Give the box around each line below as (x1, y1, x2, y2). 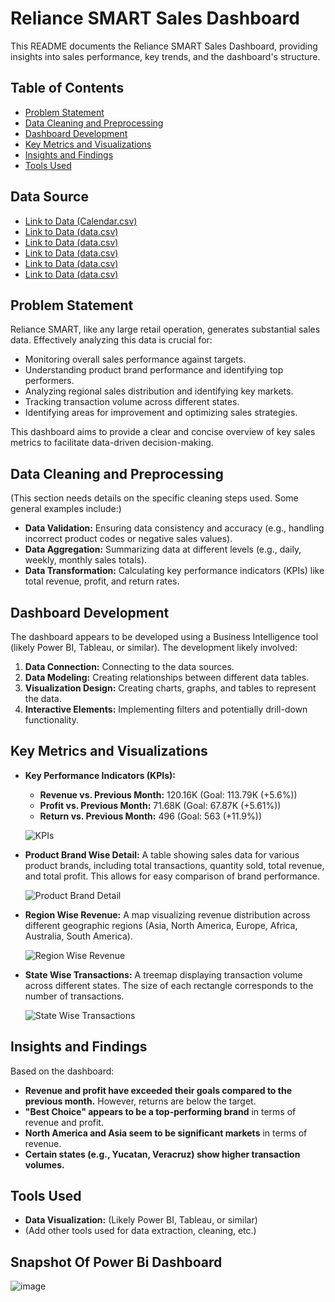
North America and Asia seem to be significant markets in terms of (24, 1127, 308, 1139)
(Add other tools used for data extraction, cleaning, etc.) (24, 1225, 257, 1237)
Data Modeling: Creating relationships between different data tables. (24, 672, 310, 683)
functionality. (24, 714, 79, 726)
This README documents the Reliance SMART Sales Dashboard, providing (10, 40, 318, 52)
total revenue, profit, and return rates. (24, 575, 180, 587)
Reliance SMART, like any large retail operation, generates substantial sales (10, 323, 321, 336)
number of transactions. (24, 990, 125, 1002)
